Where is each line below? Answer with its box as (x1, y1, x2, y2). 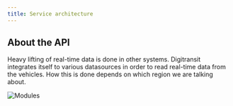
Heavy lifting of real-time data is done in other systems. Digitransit (7, 55, 201, 64)
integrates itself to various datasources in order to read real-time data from (7, 63, 227, 71)
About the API (7, 37, 71, 49)
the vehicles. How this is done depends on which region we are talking (7, 70, 214, 78)
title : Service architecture (7, 10, 93, 18)
